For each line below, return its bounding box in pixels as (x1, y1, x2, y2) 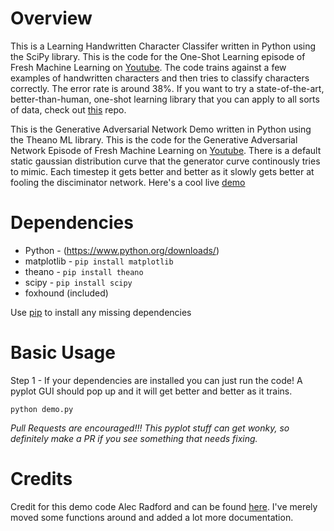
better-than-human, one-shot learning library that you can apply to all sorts (10, 93, 320, 105)
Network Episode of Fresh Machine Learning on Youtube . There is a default (10, 144, 322, 156)
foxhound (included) (24, 287, 109, 299)
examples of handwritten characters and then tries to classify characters (10, 72, 310, 84)
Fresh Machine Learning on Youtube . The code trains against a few (10, 61, 287, 73)
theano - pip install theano (24, 265, 144, 277)
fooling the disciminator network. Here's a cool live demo (10, 176, 246, 188)
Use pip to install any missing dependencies (10, 306, 192, 318)
